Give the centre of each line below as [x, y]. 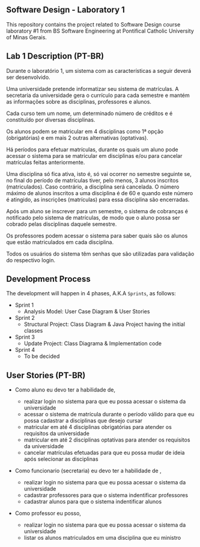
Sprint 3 [25, 337]
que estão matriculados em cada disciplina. [60, 242]
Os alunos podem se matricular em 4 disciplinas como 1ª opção [85, 131]
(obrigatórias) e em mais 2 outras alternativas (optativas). [77, 137]
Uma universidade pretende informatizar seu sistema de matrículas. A [92, 89]
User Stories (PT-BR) [46, 375]
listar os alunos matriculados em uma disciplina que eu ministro [102, 538]
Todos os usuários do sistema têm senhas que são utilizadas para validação [100, 254]
